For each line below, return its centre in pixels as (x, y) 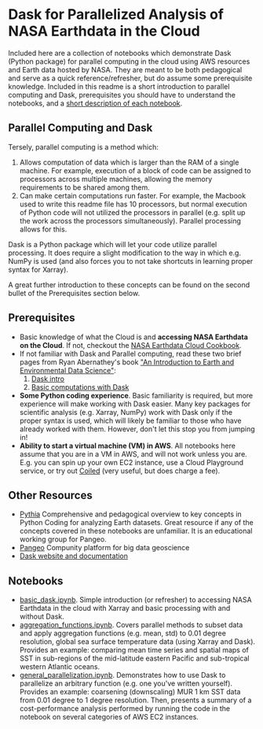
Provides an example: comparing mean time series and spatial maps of (134, 650)
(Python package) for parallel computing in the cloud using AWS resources (129, 61)
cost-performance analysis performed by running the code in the (124, 709)
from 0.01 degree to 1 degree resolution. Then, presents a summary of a (135, 700)
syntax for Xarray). (38, 269)
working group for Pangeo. (63, 539)
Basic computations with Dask (80, 387)
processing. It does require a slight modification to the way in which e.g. (125, 253)
